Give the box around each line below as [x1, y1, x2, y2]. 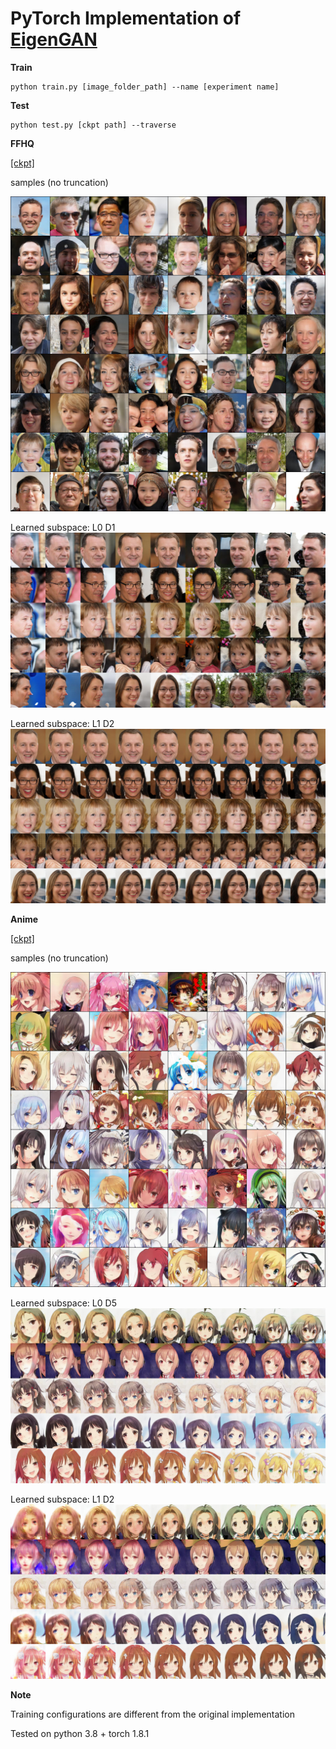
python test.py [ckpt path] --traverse [10, 120, 177, 130]
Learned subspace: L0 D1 [10, 521, 116, 533]
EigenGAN [10, 28, 98, 51]
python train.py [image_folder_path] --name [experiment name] [10, 82, 280, 92]
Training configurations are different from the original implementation [10, 1708, 295, 1721]
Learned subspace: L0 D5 [10, 1297, 117, 1309]
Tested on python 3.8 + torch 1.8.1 [10, 1728, 150, 1740]
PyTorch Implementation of [10, 7, 242, 30]
